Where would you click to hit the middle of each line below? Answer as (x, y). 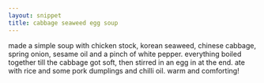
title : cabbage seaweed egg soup (63, 23)
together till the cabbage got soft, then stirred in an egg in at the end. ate (126, 62)
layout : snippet (35, 15)
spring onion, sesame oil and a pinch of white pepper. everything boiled (125, 54)
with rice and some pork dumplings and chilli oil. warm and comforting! (124, 70)
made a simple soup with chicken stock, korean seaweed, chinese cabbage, (132, 45)
